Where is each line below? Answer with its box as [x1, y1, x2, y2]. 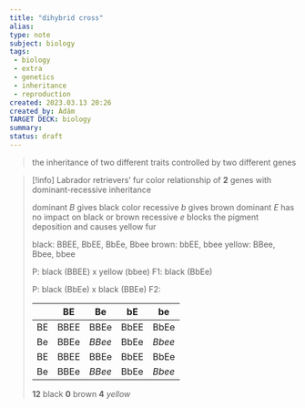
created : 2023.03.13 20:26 [9, 97, 112, 107]
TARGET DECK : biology [9, 115, 92, 124]
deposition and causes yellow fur [31, 220, 157, 232]
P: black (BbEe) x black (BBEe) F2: [31, 283, 161, 294]
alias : [9, 22, 35, 31]
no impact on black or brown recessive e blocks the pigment [31, 211, 259, 222]
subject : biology [9, 38, 76, 48]
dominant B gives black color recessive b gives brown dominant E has [31, 201, 295, 212]
